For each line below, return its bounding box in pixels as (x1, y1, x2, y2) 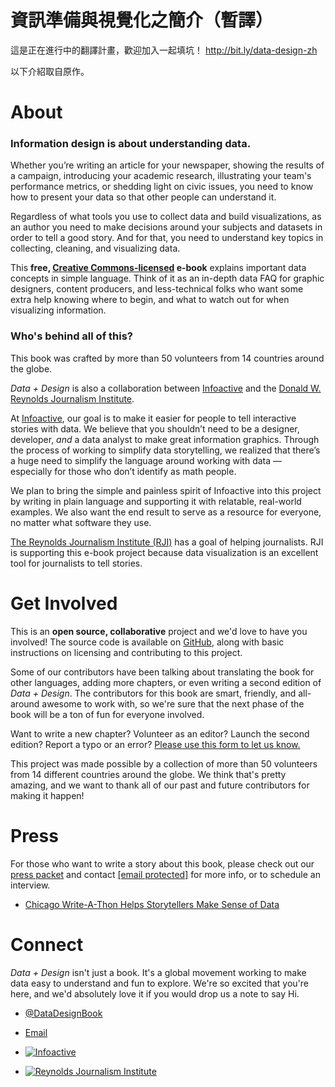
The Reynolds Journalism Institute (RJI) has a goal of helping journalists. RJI (10, 536, 324, 548)
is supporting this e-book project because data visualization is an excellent (10, 546, 319, 558)
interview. (10, 879, 51, 891)
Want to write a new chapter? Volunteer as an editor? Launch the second (10, 727, 310, 740)
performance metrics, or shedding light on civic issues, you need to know (10, 181, 314, 193)
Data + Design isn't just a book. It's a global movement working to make (10, 966, 307, 978)
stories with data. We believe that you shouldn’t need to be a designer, (10, 422, 300, 435)
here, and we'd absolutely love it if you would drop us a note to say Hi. (10, 987, 300, 1000)
